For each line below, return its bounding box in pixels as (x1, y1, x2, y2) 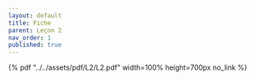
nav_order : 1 (8, 33, 51, 42)
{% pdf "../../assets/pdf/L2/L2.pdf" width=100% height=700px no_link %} (8, 63, 248, 72)
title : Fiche (8, 19, 51, 27)
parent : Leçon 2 (8, 26, 62, 34)
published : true (8, 41, 62, 49)
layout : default (8, 11, 62, 20)
